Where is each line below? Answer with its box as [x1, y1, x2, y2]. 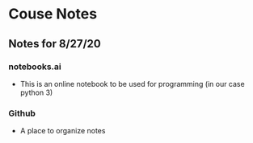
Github [8, 108, 36, 119]
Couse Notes [8, 5, 98, 23]
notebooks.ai [8, 61, 62, 72]
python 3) [19, 88, 53, 97]
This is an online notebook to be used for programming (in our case [19, 79, 245, 88]
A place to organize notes [19, 126, 106, 136]
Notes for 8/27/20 [8, 37, 101, 51]
